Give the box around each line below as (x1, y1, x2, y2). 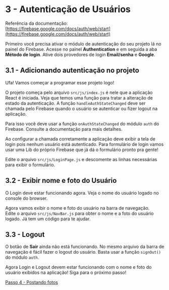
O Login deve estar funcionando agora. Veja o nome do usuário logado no (5, 189, 159, 196)
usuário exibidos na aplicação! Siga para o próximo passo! (5, 269, 127, 276)
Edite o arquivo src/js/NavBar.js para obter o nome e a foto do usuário (5, 210, 154, 216)
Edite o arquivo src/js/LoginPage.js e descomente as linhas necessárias (5, 156, 157, 162)
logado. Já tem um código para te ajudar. (5, 216, 91, 222)
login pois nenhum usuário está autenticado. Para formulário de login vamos (5, 141, 164, 147)
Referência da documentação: (5, 20, 68, 26)
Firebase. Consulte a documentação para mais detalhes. (5, 126, 123, 132)
